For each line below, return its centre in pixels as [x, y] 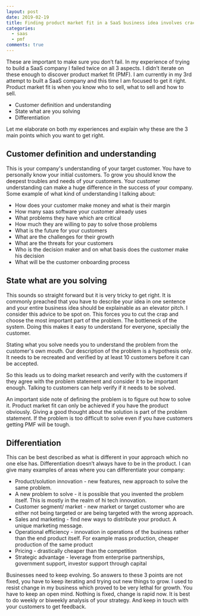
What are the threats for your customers [64, 243]
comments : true [25, 45]
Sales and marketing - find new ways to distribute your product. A [96, 519]
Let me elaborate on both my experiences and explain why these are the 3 [97, 129]
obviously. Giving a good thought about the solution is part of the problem [97, 411]
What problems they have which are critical [68, 218]
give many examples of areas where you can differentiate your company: [96, 470]
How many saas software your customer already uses [81, 211]
